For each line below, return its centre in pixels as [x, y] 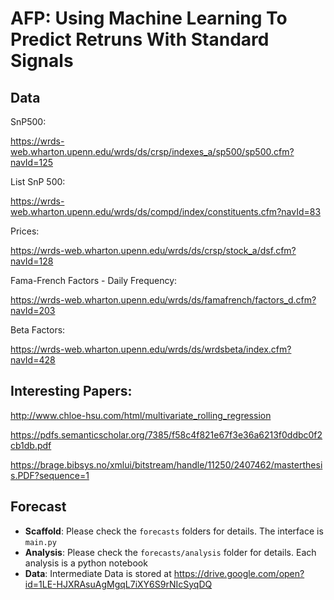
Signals [42, 61]
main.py [40, 542]
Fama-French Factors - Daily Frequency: [94, 280]
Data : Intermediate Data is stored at [98, 573]
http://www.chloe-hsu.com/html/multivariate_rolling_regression [141, 415]
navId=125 [31, 162]
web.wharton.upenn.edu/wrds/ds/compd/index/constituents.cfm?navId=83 [166, 211]
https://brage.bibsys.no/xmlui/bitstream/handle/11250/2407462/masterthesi [166, 464]
